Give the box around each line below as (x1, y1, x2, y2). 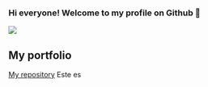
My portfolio (8, 48, 72, 62)
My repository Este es (8, 70, 82, 80)
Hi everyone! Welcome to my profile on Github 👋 (8, 7, 201, 19)
